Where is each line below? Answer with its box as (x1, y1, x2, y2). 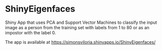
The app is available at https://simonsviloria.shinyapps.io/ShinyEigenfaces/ (5, 39, 156, 45)
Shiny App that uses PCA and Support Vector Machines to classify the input (5, 19, 157, 25)
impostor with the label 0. (5, 30, 56, 35)
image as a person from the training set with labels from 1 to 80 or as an (5, 24, 150, 30)
